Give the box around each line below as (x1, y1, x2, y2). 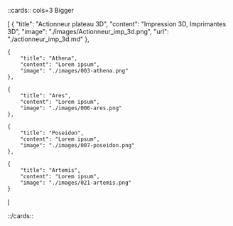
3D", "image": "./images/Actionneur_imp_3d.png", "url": (7, 28, 169, 36)
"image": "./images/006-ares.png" (20, 104, 122, 112)
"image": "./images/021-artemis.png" (20, 179, 132, 186)
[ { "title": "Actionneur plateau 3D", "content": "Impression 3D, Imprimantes (7, 20, 227, 28)
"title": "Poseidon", (20, 129, 84, 136)
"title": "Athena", (20, 55, 78, 62)
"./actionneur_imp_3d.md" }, (7, 35, 90, 43)
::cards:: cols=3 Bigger (7, 6, 75, 14)
